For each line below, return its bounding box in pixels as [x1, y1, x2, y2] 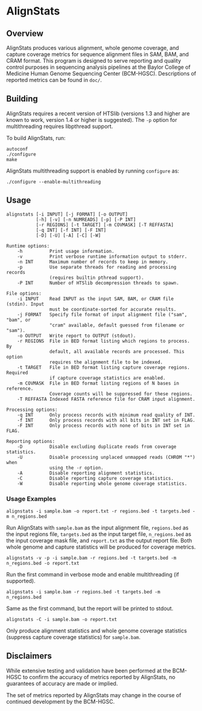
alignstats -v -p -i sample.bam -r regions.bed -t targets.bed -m [6, 555, 177, 561]
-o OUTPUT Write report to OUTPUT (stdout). [17, 333, 136, 339]
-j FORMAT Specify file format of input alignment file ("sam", [17, 311, 188, 317]
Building [6, 94, 38, 104]
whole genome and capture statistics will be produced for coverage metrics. [6, 543, 196, 550]
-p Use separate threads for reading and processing [17, 264, 177, 270]
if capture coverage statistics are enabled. [49, 375, 166, 381]
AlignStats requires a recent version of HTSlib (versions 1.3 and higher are [6, 110, 190, 117]
